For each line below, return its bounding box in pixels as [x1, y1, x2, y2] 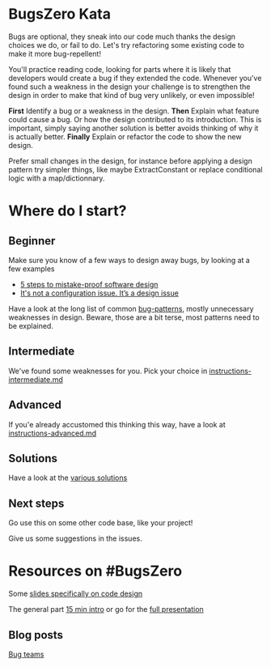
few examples [8, 264, 55, 274]
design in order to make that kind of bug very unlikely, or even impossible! [8, 90, 255, 100]
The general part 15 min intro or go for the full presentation [8, 605, 204, 614]
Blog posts [8, 628, 63, 642]
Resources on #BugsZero [8, 562, 183, 580]
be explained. [8, 321, 54, 330]
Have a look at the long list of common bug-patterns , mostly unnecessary [8, 304, 254, 313]
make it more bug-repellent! [8, 49, 101, 58]
